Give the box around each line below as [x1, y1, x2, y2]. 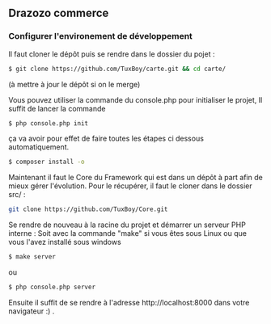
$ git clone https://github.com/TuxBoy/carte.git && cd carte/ [8, 65, 227, 73]
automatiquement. [8, 142, 70, 152]
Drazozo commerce [8, 6, 109, 20]
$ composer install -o [8, 158, 85, 166]
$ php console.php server [8, 283, 95, 292]
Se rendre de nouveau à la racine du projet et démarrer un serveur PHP [8, 220, 247, 229]
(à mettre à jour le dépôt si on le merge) [8, 79, 141, 89]
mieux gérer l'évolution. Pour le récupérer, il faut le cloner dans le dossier [8, 181, 252, 191]
